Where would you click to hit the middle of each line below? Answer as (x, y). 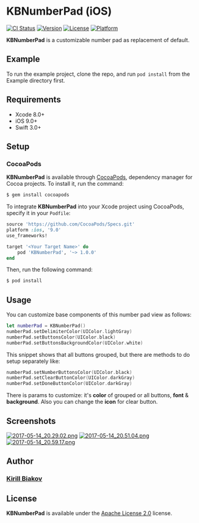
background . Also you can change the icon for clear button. (82, 402)
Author (20, 462)
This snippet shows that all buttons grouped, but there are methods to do (98, 354)
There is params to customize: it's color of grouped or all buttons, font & (98, 395)
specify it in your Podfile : (38, 213)
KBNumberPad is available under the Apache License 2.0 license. (89, 513)
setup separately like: (33, 361)
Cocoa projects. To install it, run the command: (65, 184)
